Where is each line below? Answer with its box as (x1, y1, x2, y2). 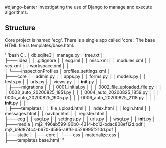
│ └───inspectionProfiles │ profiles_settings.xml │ (5, 68, 110, 74)
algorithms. (5, 9, 28, 15)
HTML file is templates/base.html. (5, 42, 75, 48)
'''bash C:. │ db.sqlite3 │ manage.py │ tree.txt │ (5, 52, 104, 58)
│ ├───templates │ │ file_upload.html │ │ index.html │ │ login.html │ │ (5, 105, 151, 111)
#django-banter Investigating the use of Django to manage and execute (5, 4, 152, 10)
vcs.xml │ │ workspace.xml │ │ (5, 62, 70, 69)
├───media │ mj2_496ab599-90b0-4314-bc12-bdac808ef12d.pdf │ (5, 121, 147, 127)
